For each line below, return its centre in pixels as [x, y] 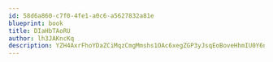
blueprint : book [36, 23]
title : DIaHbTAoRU [39, 31]
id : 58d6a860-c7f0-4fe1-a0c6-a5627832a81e [81, 16]
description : [30, 46]
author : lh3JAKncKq [41, 38]
